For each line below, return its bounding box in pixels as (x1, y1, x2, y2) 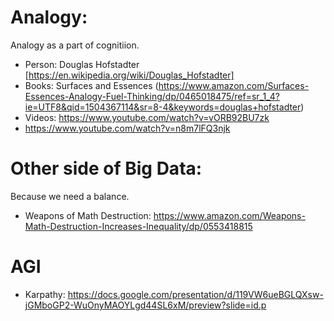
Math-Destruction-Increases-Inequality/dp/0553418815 (24, 220, 253, 232)
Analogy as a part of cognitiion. (10, 39, 140, 51)
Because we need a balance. (10, 190, 130, 202)
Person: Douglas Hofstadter (24, 58, 140, 70)
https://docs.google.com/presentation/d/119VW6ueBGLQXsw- (67, 288, 324, 300)
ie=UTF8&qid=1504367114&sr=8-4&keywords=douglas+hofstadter (24, 101, 302, 113)
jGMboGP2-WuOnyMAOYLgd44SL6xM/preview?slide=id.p (24, 299, 267, 311)
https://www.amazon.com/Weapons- (153, 209, 306, 221)
